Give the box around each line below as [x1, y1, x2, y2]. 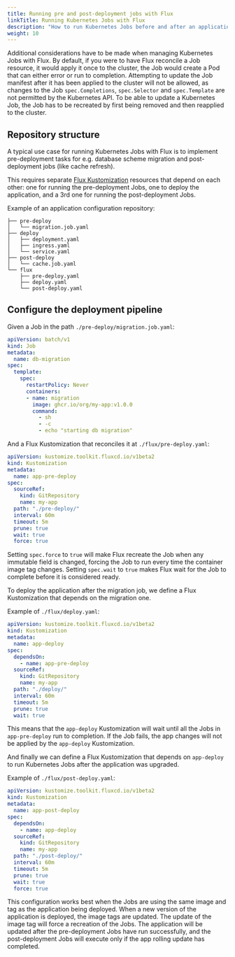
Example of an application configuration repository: [7, 204, 155, 213]
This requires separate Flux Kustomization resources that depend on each [7, 176, 220, 184]
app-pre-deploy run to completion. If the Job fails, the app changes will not [7, 732, 222, 740]
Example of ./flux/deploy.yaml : [7, 607, 100, 616]
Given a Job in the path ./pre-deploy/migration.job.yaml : [7, 322, 175, 331]
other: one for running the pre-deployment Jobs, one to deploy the [7, 183, 199, 192]
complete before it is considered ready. [7, 573, 121, 581]
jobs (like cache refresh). [43, 162, 115, 171]
